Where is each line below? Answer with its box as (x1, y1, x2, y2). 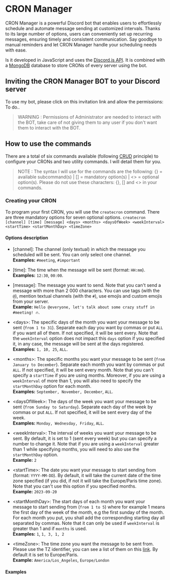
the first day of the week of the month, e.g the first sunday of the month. (12, 509, 164, 515)
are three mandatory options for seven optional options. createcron (5, 214, 146, 220)
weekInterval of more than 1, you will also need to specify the (12, 378, 141, 384)
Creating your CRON (5, 197, 57, 204)
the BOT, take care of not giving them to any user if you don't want (17, 119, 157, 125)
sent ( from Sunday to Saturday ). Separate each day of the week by (12, 404, 153, 410)
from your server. (12, 299, 49, 305)
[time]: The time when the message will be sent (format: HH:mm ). (12, 267, 146, 273)
